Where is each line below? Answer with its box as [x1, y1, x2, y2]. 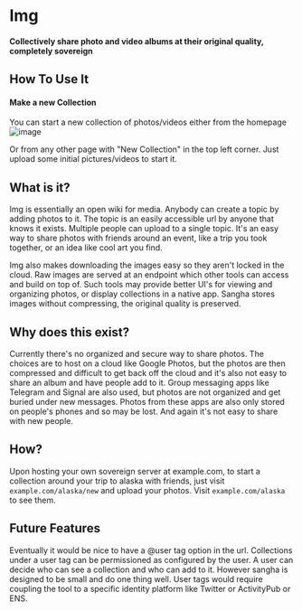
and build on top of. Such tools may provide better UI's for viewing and [9, 279, 273, 290]
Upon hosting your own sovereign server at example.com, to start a [9, 465, 260, 476]
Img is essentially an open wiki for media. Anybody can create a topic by [9, 204, 279, 215]
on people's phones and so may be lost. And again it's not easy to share [9, 406, 278, 417]
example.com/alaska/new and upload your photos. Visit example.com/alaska [9, 484, 286, 495]
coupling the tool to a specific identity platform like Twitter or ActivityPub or [9, 583, 291, 594]
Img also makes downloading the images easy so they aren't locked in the [9, 259, 285, 271]
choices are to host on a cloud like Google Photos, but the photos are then [9, 358, 287, 369]
